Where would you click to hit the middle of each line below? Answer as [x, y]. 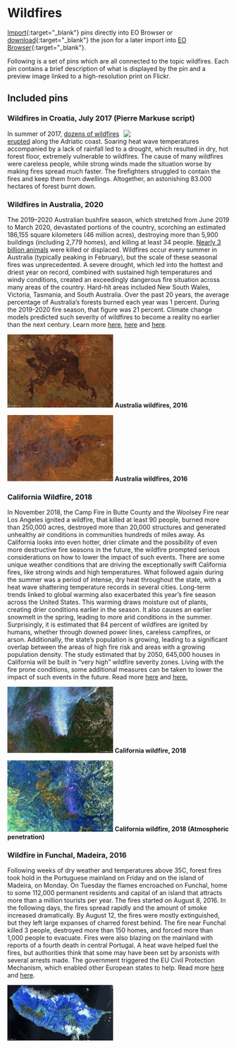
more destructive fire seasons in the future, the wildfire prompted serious [114, 550]
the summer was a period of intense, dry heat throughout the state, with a [114, 580]
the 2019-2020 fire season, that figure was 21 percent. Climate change [110, 309]
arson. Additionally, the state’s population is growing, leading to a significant [118, 640]
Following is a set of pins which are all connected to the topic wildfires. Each [118, 61]
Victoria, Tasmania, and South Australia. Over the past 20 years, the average [118, 295]
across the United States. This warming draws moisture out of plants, [108, 602]
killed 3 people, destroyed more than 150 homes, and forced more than [110, 930]
